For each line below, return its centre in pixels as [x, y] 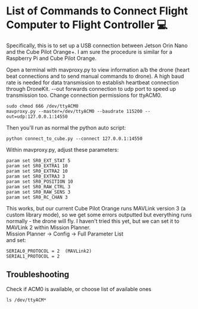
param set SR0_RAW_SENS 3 [38, 192]
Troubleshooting [38, 275]
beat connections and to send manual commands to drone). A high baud [95, 76]
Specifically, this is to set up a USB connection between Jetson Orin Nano [97, 45]
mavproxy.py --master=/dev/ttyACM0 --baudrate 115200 [75, 111]
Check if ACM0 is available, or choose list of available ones [79, 289]
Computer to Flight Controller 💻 [87, 25]
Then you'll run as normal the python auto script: [66, 127]
